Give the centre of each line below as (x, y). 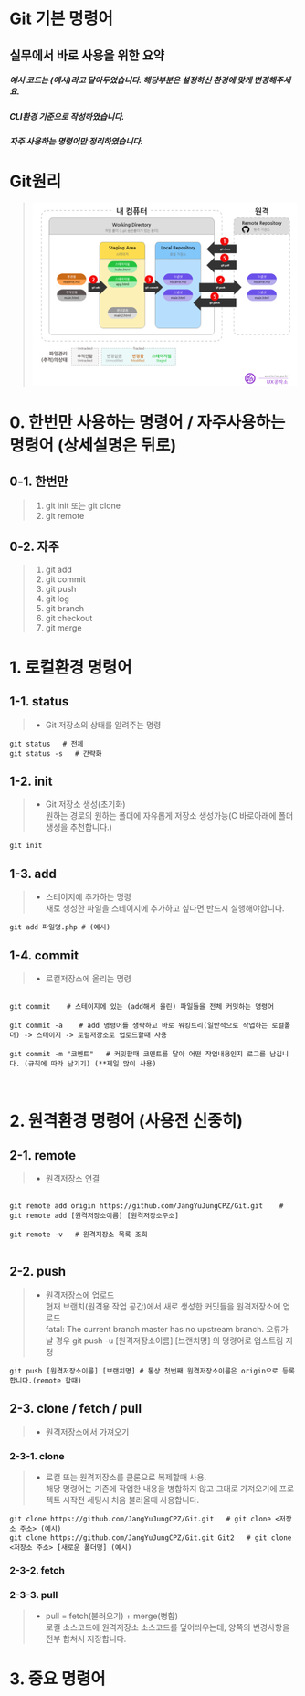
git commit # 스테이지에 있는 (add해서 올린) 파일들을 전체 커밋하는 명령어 (142, 1007)
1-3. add (33, 874)
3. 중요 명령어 (58, 1679)
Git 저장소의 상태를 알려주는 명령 (103, 725)
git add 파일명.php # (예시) (60, 927)
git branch (65, 608)
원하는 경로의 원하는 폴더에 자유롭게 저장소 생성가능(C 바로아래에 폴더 (169, 816)
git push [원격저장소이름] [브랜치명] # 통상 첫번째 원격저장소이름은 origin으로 (144, 1371)
